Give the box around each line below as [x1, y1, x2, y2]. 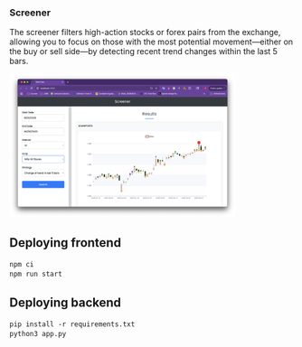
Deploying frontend [9, 235, 122, 250]
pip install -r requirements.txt [9, 319, 136, 329]
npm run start [9, 269, 63, 279]
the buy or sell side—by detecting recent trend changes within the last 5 [9, 46, 278, 57]
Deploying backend [9, 295, 122, 310]
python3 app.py [9, 329, 67, 338]
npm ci [9, 260, 34, 269]
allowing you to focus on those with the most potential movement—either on [9, 36, 294, 47]
